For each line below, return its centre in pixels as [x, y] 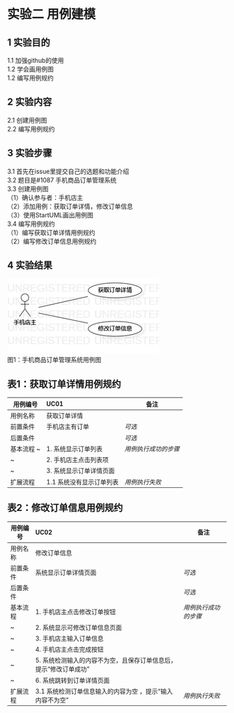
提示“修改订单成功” [62, 669]
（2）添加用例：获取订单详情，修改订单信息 [70, 206]
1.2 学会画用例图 [31, 69]
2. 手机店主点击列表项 [78, 460]
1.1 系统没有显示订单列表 [83, 482]
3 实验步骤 [30, 153]
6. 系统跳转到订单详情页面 [72, 680]
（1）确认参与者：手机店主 [45, 197]
